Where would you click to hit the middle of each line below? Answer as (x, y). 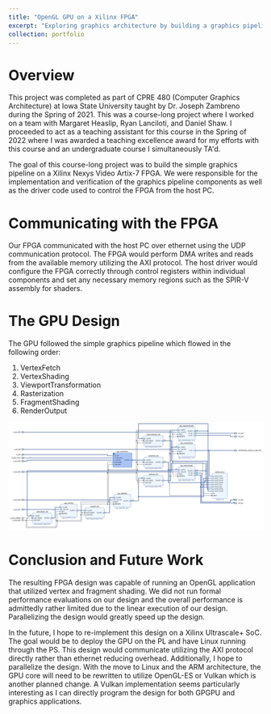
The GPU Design (65, 321)
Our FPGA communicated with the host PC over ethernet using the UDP (127, 246)
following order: (35, 353)
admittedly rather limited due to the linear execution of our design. (118, 608)
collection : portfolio (46, 34)
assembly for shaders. (46, 289)
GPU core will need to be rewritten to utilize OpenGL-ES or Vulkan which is (132, 675)
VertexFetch (40, 368)
